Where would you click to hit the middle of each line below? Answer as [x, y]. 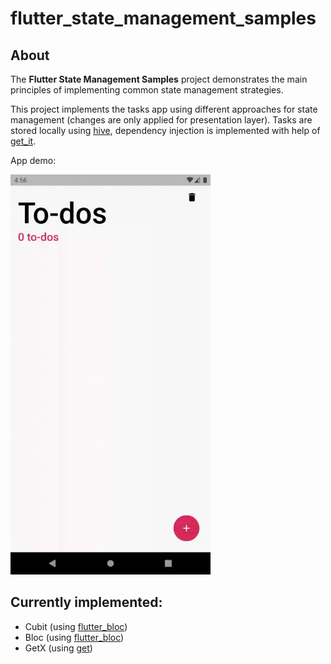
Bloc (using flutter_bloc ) [74, 637]
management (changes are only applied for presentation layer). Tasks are [161, 120]
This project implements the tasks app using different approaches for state [164, 109]
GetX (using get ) [58, 648]
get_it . [23, 141]
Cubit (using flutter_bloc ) [76, 626]
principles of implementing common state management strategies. [147, 90]
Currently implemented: [86, 602]
